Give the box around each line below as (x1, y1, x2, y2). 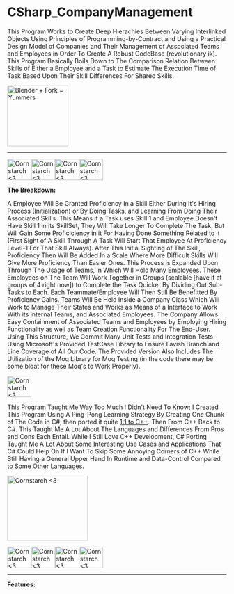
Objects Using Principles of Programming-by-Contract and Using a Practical (7, 34, 226, 42)
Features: (7, 580, 36, 588)
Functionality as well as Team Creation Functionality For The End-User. (7, 325, 211, 333)
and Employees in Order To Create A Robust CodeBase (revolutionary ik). (7, 49, 217, 58)
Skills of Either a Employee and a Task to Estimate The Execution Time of (7, 64, 217, 72)
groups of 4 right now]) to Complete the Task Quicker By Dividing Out (7, 280, 208, 289)
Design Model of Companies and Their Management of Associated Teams (7, 42, 219, 50)
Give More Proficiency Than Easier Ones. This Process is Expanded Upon (7, 258, 219, 266)
